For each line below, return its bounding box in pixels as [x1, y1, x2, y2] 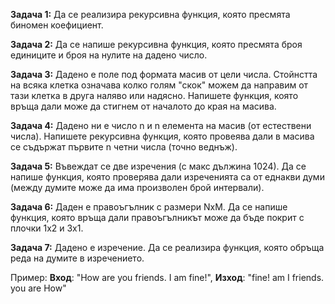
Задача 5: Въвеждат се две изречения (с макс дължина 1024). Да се [10, 160, 307, 172]
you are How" [10, 282, 67, 294]
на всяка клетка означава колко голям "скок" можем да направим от [10, 79, 309, 91]
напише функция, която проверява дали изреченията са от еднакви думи [10, 171, 325, 183]
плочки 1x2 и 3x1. [10, 222, 84, 234]
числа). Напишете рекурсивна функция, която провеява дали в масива [10, 130, 315, 142]
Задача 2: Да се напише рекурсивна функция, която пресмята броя [10, 39, 303, 50]
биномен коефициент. [10, 19, 104, 31]
